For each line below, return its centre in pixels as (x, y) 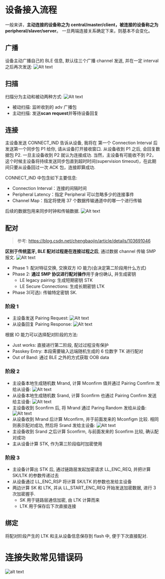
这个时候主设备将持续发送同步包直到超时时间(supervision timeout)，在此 (79, 161)
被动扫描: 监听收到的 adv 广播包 (45, 107)
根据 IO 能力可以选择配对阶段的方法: (42, 335)
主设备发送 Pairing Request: (40, 318)
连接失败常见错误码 (44, 558)
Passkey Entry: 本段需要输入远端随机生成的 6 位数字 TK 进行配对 (78, 351)
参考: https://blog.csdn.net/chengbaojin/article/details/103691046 (84, 241)
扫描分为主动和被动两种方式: (34, 96)
